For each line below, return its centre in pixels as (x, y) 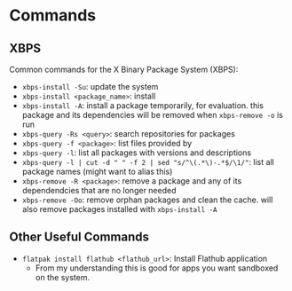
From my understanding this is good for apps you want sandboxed (157, 268)
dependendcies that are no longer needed (99, 190)
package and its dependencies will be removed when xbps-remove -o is (153, 115)
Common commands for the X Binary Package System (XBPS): (124, 69)
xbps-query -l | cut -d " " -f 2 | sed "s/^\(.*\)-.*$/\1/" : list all (148, 162)
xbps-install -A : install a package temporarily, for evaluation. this (143, 106)
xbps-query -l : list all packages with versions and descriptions (136, 153)
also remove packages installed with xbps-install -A (119, 209)
